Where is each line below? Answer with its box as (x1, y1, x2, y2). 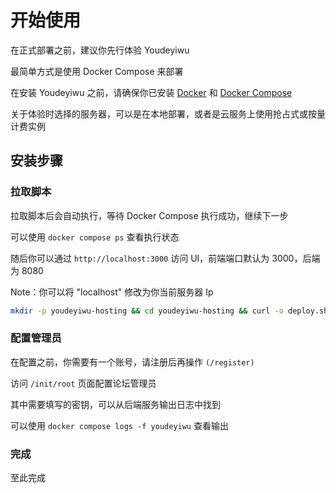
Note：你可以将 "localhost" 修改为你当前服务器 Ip (10, 286, 214, 298)
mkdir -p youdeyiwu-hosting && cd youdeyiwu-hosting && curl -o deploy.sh (10, 306, 329, 316)
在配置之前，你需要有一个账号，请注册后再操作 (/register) (10, 356, 255, 368)
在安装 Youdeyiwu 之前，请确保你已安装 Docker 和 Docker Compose (10, 86, 293, 98)
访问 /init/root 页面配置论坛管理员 (10, 377, 157, 389)
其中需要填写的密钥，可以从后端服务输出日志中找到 (10, 398, 221, 410)
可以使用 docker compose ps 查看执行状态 (10, 231, 180, 243)
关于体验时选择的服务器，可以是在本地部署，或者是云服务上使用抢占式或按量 (10, 107, 326, 120)
